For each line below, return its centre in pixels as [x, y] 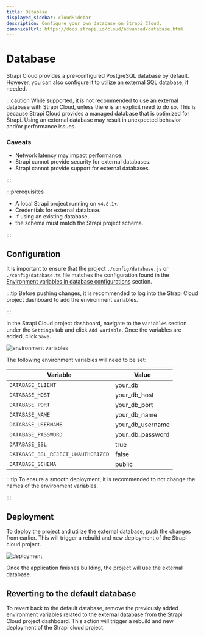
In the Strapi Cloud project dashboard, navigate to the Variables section [97, 324]
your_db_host [134, 395]
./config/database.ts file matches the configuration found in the [88, 275]
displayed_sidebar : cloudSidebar [49, 18]
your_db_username [142, 425]
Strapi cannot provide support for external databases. [83, 169]
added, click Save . [29, 336]
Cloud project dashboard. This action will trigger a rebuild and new [90, 621]
